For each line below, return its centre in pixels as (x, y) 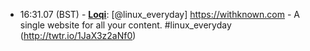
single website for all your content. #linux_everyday (125, 25)
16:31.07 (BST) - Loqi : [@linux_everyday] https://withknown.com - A (159, 14)
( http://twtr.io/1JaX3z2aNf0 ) (78, 35)
